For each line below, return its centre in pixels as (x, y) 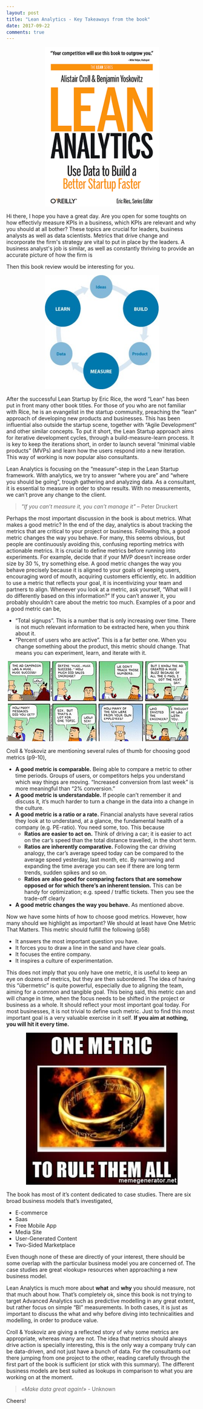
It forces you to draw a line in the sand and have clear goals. (90, 948)
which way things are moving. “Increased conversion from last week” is (104, 782)
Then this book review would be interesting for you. (71, 267)
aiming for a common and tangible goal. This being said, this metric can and (101, 992)
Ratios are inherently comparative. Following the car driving (100, 847)
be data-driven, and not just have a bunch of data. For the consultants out (98, 1352)
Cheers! (16, 1401)
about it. (25, 634)
